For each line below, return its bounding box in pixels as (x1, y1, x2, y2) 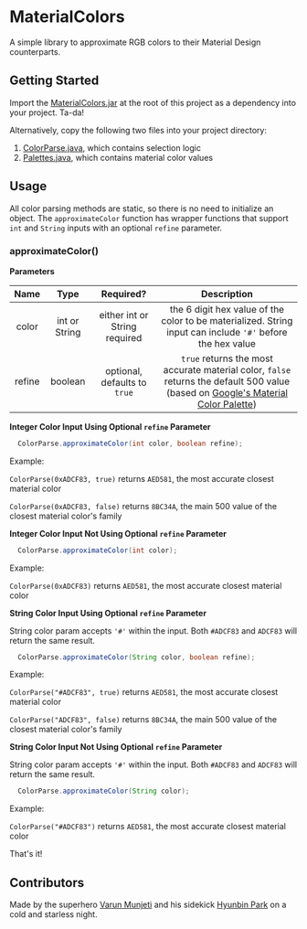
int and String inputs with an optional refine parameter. (9, 222, 222, 233)
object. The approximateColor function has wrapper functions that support (9, 212, 290, 223)
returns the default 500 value (164, 375, 291, 388)
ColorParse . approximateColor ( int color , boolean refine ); (17, 439, 244, 448)
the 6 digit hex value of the (169, 303, 285, 315)
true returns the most (181, 352, 274, 365)
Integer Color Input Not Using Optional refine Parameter (9, 528, 227, 539)
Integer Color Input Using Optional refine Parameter (9, 421, 212, 432)
